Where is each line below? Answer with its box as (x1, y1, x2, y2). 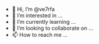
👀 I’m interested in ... (11, 12, 63, 19)
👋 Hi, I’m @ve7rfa (11, 6, 55, 12)
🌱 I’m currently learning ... (11, 18, 76, 25)
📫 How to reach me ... (11, 32, 68, 38)
